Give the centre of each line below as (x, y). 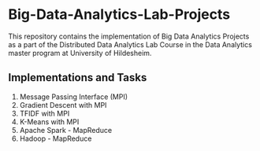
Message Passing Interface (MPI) (74, 97)
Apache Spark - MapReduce (66, 130)
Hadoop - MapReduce (56, 138)
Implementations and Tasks (78, 77)
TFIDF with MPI (45, 113)
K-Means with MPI (49, 122)
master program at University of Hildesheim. (80, 53)
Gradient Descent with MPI (63, 105)
